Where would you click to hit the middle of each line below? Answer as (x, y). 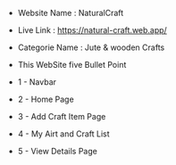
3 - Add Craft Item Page (62, 116)
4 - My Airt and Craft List (63, 134)
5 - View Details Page (58, 151)
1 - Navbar (37, 82)
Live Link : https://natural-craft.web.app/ (92, 30)
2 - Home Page (46, 99)
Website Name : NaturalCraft (71, 13)
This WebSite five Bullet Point (72, 65)
